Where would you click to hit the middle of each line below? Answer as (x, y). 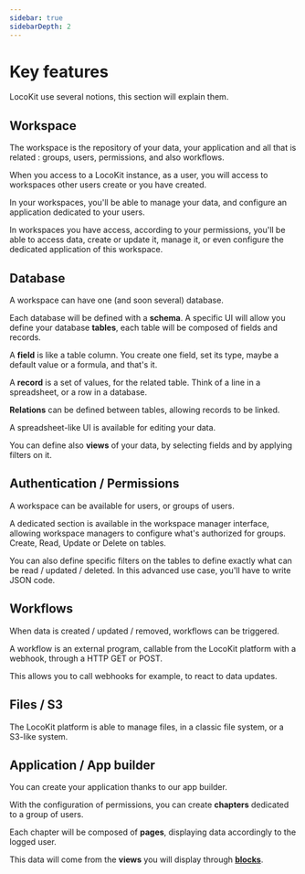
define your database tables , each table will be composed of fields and (144, 328)
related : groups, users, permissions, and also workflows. (117, 157)
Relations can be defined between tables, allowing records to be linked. (145, 410)
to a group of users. (47, 815)
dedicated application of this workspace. (86, 250)
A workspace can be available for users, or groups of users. (122, 506)
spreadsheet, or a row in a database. (79, 392)
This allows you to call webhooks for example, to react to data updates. (143, 676)
